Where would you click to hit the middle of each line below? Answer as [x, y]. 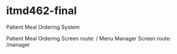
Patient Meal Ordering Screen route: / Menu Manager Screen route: [89, 38]
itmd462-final [42, 11]
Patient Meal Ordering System [43, 27]
